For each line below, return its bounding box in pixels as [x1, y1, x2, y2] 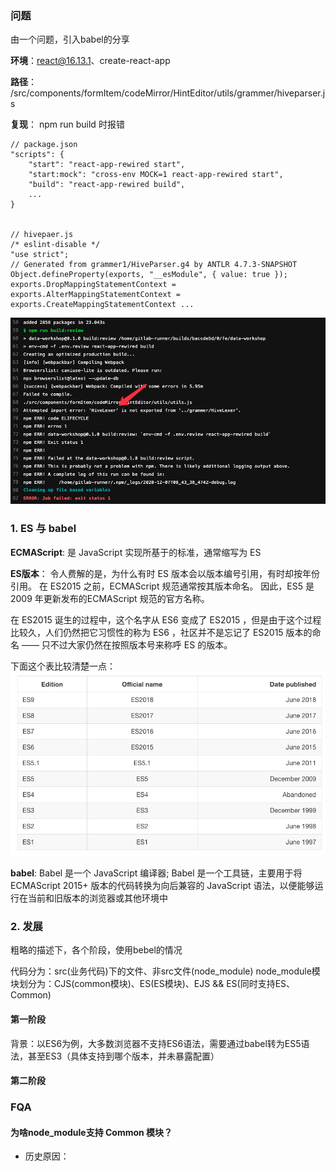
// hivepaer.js [10, 230, 74, 240]
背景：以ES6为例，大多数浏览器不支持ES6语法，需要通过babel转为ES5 [10, 1037, 302, 1049]
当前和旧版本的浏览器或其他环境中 [27, 892, 168, 904]
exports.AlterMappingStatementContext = [10, 290, 182, 300]
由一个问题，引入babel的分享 [10, 33, 130, 46]
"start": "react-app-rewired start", [28, 160, 186, 170]
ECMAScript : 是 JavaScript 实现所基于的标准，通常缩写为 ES [10, 546, 262, 558]
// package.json [10, 140, 78, 150]
